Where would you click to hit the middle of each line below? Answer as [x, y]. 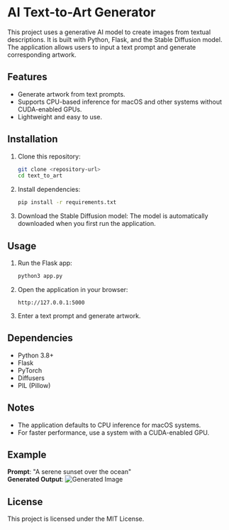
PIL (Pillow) [34, 385]
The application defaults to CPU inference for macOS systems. [109, 425]
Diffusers [31, 378]
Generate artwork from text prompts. [71, 94]
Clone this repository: [49, 156]
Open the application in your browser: [73, 289]
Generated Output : [35, 480]
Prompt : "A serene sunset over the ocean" [69, 472]
